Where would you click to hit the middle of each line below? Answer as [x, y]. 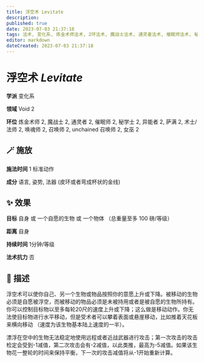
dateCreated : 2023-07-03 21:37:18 [50, 46]
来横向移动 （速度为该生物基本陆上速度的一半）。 [67, 325]
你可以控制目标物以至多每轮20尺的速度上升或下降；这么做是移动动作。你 [97, 309]
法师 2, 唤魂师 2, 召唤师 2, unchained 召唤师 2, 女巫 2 [73, 129]
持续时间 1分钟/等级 [30, 245]
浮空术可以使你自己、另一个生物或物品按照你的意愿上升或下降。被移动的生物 [102, 294]
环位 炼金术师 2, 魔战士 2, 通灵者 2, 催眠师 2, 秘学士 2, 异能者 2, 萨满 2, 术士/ [102, 122]
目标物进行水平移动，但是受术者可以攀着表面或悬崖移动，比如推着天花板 [107, 317]
